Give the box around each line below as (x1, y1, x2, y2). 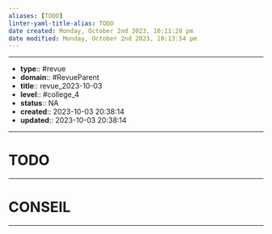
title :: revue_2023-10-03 (19, 81, 103, 91)
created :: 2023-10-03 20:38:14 (19, 107, 125, 117)
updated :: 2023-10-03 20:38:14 (19, 115, 127, 125)
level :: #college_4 (19, 90, 79, 99)
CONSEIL (8, 198, 71, 216)
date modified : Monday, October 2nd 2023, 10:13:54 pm (8, 34, 198, 43)
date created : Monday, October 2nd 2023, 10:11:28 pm (8, 27, 194, 35)
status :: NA (19, 98, 59, 108)
